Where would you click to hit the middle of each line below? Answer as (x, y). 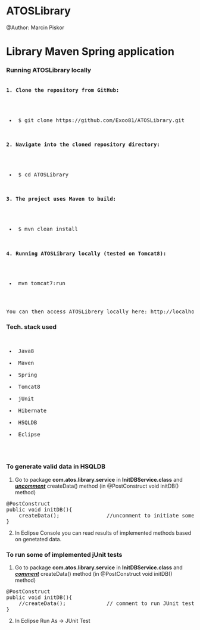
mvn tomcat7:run (42, 283)
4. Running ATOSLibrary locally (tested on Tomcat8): (86, 253)
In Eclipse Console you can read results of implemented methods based (103, 533)
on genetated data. (38, 539)
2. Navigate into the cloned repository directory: (83, 145)
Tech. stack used (32, 327)
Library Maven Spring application (90, 52)
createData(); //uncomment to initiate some (107, 515)
